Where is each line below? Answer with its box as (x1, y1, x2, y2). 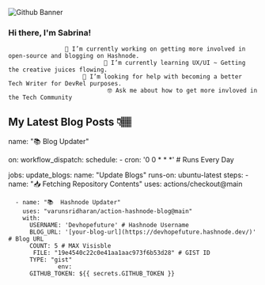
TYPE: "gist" (28, 256, 73, 264)
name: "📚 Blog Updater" (8, 137, 89, 146)
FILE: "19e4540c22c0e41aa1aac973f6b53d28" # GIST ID (32, 249, 211, 257)
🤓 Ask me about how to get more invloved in (107, 87, 258, 95)
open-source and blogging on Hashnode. (8, 52, 140, 60)
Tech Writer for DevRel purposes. (8, 80, 123, 88)
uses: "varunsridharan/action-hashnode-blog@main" (22, 207, 193, 215)
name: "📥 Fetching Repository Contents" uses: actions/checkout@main (8, 179, 243, 189)
